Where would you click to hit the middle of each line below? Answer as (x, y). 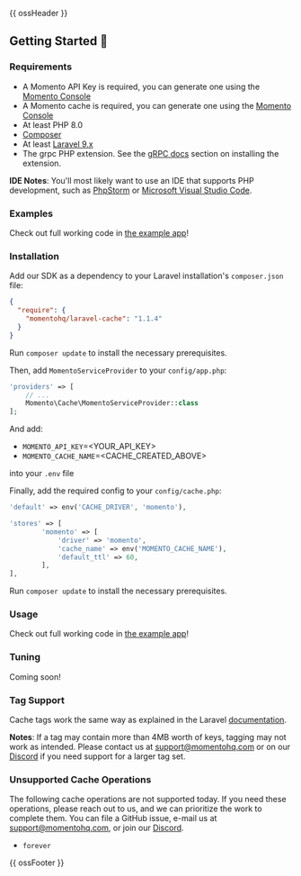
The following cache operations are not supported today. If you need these (148, 799)
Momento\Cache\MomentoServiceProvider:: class (112, 403)
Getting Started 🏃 (59, 41)
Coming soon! (35, 677)
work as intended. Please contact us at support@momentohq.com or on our (150, 747)
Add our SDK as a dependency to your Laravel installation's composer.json (146, 276)
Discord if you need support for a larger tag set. (97, 756)
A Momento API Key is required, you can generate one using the (141, 86)
